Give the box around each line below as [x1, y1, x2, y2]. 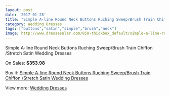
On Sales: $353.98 [5, 60, 46, 66]
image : [5, 31, 19, 36]
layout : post [5, 7, 33, 13]
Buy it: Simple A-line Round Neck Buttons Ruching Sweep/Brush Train [5, 70, 151, 76]
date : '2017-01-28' [5, 12, 47, 17]
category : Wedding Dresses [5, 21, 62, 27]
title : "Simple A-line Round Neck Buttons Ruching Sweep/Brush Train [5, 17, 155, 22]
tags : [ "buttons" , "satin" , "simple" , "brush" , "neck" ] [5, 26, 116, 31]
